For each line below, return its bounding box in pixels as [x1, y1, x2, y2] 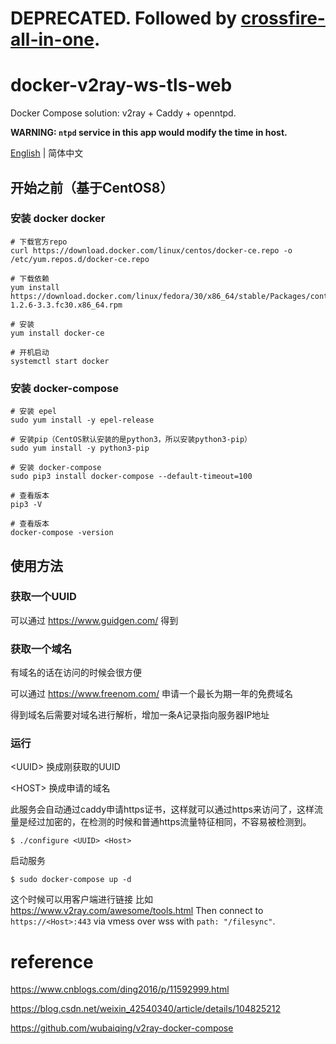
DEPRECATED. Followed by [10, 7, 238, 30]
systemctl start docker [10, 356, 110, 366]
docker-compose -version [10, 528, 114, 538]
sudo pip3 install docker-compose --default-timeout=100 [10, 472, 253, 482]
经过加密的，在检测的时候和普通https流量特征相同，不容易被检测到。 [27, 816, 312, 828]
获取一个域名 [10, 642, 73, 656]
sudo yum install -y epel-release [10, 415, 155, 426]
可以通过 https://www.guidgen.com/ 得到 [10, 614, 179, 626]
